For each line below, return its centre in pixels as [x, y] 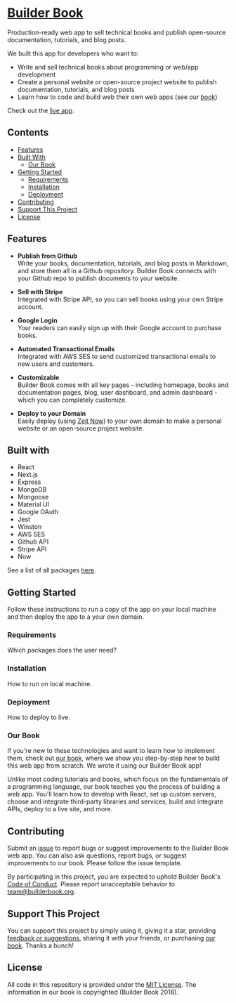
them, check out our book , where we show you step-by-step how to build [113, 758]
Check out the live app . [41, 110]
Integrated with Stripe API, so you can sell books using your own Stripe [120, 299]
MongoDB [32, 490]
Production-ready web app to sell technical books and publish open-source [117, 32]
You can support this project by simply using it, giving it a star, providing [112, 931]
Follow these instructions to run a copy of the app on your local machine [112, 610]
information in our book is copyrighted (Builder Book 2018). [93, 992]
